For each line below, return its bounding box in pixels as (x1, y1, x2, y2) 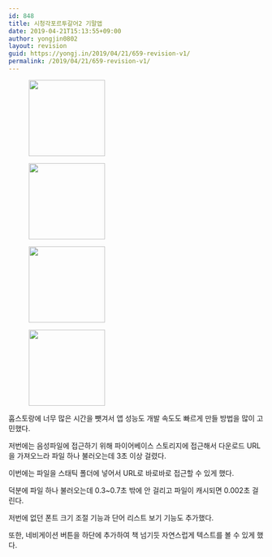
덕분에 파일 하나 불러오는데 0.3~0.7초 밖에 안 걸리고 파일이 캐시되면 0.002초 (8, 485, 250, 495)
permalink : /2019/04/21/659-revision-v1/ (8, 58, 151, 66)
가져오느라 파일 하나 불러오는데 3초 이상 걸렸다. (16, 451, 166, 460)
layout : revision (8, 42, 67, 50)
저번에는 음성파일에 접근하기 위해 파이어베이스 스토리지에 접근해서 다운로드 (8, 440, 245, 451)
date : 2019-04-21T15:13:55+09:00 (8, 27, 122, 35)
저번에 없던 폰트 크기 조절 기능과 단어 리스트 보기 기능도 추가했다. (8, 512, 214, 522)
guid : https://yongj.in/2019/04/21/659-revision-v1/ (8, 50, 191, 58)
